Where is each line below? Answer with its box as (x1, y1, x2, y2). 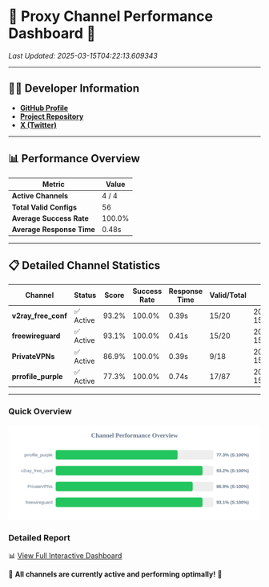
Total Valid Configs (11, 202, 78, 212)
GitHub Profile (19, 103, 69, 112)
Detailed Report (8, 532, 70, 543)
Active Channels (11, 191, 69, 201)
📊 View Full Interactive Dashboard (8, 550, 122, 561)
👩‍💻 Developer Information (8, 82, 140, 96)
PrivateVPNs (11, 351, 55, 361)
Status (74, 291, 97, 300)
